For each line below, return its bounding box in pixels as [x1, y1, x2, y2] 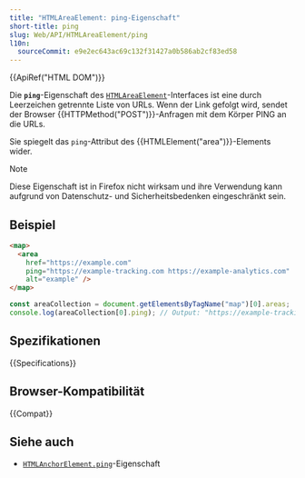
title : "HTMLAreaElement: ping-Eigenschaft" [9, 13, 181, 23]
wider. [9, 146, 34, 157]
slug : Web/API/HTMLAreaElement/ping [9, 30, 148, 39]
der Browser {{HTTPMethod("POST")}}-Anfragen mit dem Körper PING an [9, 109, 287, 120]
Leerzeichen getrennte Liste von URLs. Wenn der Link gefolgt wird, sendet [9, 99, 288, 110]
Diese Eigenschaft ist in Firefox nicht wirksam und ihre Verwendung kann [9, 181, 283, 192]
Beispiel [9, 217, 56, 233]
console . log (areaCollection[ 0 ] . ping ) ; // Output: [9, 308, 202, 318]
